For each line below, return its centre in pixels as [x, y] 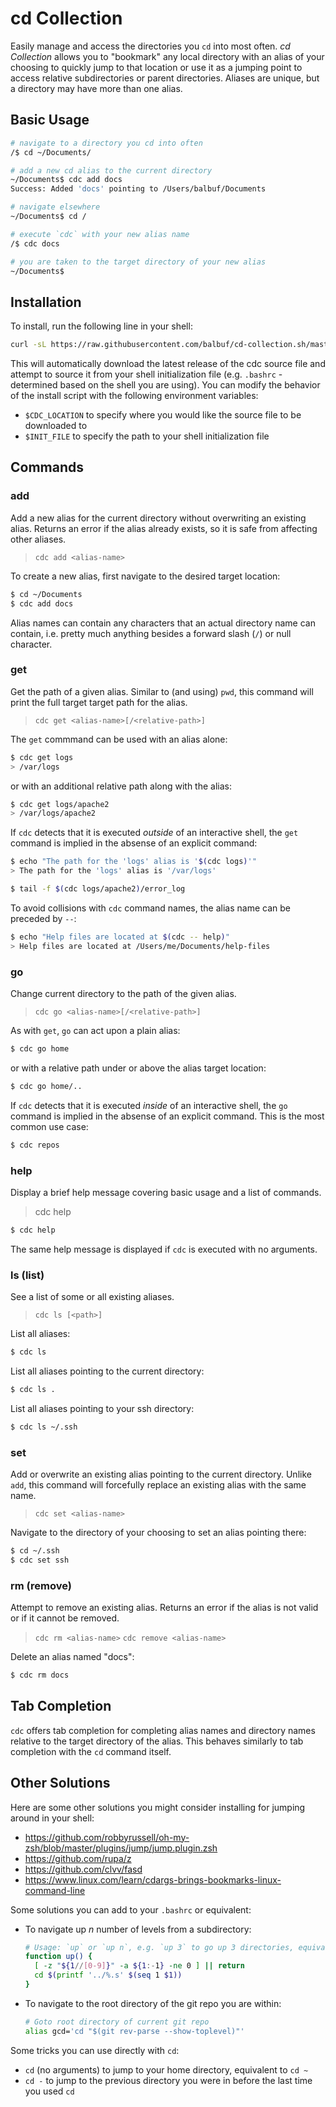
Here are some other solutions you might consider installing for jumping [158, 1807]
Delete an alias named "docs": [72, 1657]
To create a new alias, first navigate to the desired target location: [145, 576]
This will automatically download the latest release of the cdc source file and [168, 364]
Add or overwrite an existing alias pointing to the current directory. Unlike [161, 1474]
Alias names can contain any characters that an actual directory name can [163, 623]
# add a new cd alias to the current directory [111, 170]
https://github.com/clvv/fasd [83, 1869]
